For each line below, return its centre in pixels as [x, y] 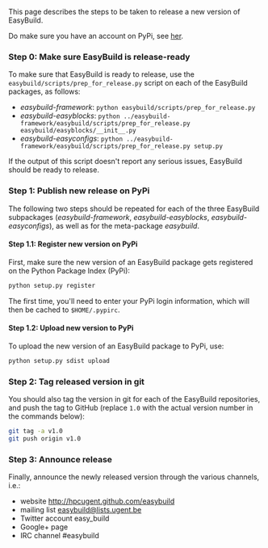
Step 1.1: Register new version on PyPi [73, 244]
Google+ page [44, 527]
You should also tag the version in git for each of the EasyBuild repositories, [134, 399]
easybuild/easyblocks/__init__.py [78, 131]
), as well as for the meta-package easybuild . [124, 226]
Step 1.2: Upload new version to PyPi [71, 328]
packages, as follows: [44, 91]
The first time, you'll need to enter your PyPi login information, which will [129, 301]
